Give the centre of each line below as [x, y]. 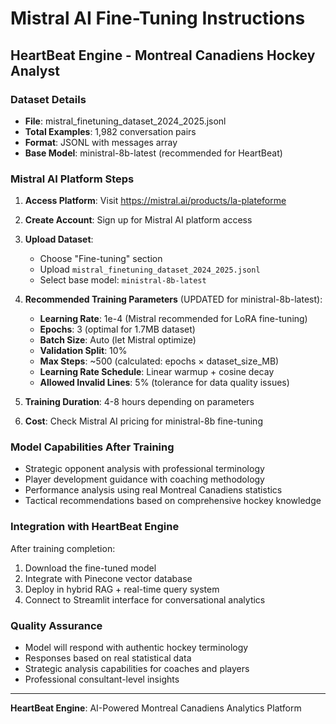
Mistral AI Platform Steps [72, 179]
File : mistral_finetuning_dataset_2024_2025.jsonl [125, 121]
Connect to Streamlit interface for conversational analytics [145, 599]
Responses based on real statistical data [108, 658]
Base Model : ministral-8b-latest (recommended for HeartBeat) [153, 153]
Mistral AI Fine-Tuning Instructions [158, 18]
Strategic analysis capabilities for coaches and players [137, 669]
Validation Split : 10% [83, 351]
